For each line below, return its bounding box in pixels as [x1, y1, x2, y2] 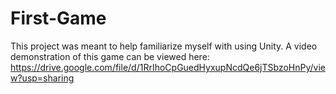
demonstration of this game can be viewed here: [10, 50, 210, 62]
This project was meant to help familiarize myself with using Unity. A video [10, 40, 318, 52]
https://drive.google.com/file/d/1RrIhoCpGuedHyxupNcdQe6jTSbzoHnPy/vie [10, 61, 326, 73]
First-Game [10, 7, 107, 30]
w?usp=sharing [10, 72, 75, 84]
